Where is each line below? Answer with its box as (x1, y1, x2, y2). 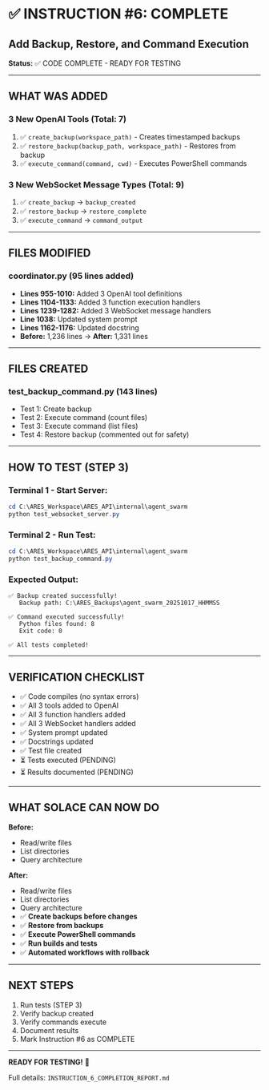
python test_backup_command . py (8, 555, 113, 563)
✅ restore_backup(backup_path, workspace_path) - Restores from (19, 141, 236, 151)
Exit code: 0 (18, 627, 62, 636)
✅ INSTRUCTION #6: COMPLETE (8, 5, 229, 23)
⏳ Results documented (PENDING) (19, 767, 134, 777)
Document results (19, 1025, 79, 1035)
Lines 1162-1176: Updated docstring (19, 322, 140, 333)
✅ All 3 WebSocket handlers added (19, 718, 136, 728)
